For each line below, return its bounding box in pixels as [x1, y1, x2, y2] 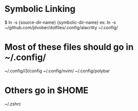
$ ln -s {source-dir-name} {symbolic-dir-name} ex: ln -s [4, 19, 116, 25]
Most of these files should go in [4, 42, 134, 53]
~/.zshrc [4, 101, 21, 107]
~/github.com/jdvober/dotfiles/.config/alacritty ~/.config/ [4, 24, 118, 30]
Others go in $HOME [4, 85, 89, 96]
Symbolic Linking [4, 3, 76, 15]
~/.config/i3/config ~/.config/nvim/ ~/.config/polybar [4, 68, 110, 74]
